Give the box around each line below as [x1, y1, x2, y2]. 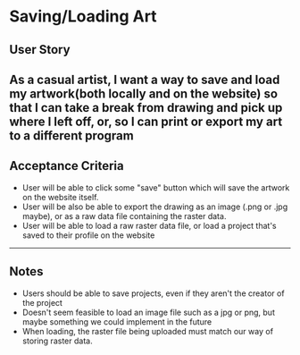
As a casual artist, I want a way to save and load [9, 72, 280, 87]
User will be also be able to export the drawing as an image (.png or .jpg [21, 201, 288, 212]
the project [21, 297, 62, 308]
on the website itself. [21, 191, 99, 202]
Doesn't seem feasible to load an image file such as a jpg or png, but [21, 307, 275, 317]
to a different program [9, 128, 134, 143]
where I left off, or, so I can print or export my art [9, 114, 283, 129]
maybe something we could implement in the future [21, 316, 212, 327]
